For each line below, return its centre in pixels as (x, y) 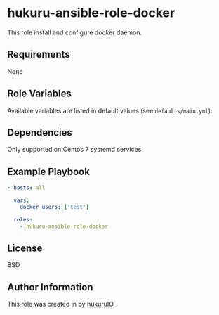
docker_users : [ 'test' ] (55, 207)
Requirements (39, 54)
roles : (23, 219)
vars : (22, 201)
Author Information (50, 287)
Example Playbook (48, 171)
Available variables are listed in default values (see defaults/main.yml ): (110, 110)
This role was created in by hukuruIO (61, 304)
